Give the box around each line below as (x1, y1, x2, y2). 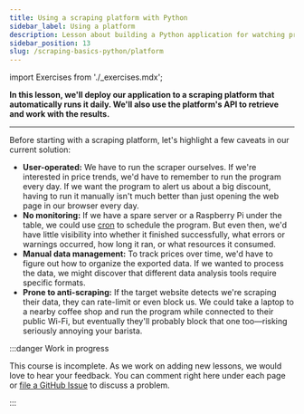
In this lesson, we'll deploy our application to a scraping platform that (9, 90, 275, 101)
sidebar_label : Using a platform (9, 22, 136, 31)
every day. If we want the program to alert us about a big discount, (22, 181, 271, 192)
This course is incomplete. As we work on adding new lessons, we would (9, 361, 282, 371)
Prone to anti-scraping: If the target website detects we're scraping (22, 287, 277, 298)
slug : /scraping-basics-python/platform (9, 47, 165, 56)
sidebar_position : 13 (9, 38, 91, 48)
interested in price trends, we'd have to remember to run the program (22, 171, 282, 182)
